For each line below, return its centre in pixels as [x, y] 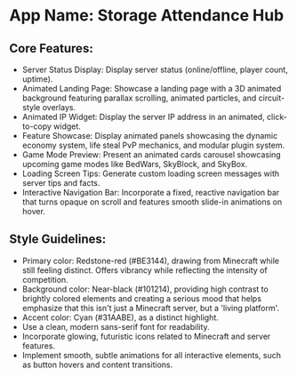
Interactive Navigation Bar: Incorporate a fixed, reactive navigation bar [151, 193]
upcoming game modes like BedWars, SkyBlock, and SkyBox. [135, 164]
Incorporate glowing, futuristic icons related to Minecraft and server [146, 336]
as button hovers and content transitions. [97, 365]
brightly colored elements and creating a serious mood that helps [142, 298]
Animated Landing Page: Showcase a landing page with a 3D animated [152, 88]
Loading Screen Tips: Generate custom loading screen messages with [151, 173]
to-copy [36, 126]
